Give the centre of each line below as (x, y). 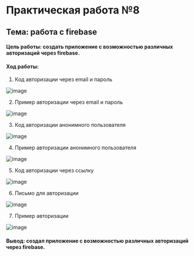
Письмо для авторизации (46, 193)
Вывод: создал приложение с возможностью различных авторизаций (98, 241)
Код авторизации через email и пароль (63, 79)
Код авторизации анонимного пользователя (70, 125)
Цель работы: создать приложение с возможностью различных (90, 47)
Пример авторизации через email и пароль (69, 102)
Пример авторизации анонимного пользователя (75, 148)
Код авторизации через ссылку (54, 170)
